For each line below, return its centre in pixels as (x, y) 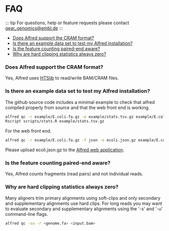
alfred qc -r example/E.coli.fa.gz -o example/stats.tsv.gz (70, 117)
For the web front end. (28, 131)
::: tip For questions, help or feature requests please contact (67, 23)
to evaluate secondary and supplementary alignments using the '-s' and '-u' (84, 209)
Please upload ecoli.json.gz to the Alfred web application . (65, 150)
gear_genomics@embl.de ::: (34, 28)
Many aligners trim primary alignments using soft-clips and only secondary (83, 198)
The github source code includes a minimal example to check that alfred (80, 102)
